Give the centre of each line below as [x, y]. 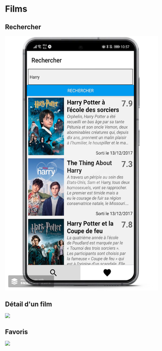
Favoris [16, 332]
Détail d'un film [29, 304]
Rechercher [23, 27]
